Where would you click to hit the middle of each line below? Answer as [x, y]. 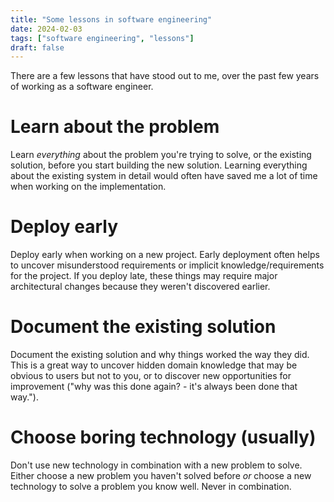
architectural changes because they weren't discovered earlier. [140, 287]
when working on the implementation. [88, 187]
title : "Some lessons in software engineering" [111, 19]
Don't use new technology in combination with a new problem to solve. [156, 465]
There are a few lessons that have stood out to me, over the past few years [165, 76]
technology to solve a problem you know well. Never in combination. [151, 486]
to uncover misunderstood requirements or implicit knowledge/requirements [167, 265]
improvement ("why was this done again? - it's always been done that [154, 387]
